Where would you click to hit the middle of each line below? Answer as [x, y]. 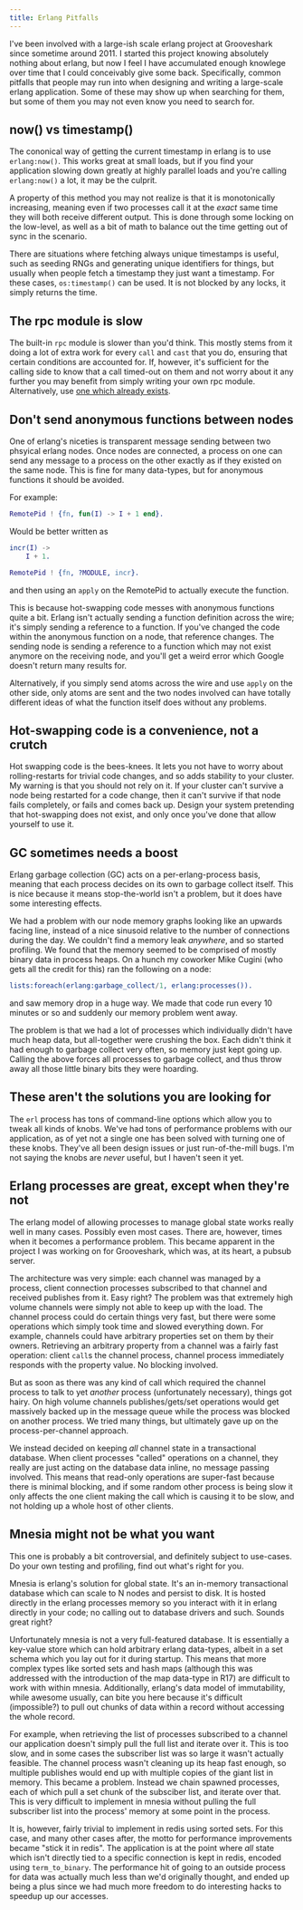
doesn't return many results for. [68, 665]
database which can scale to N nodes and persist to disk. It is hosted [137, 1593]
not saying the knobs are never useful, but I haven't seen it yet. [127, 1157]
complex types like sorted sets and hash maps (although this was [131, 1668]
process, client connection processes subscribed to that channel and [138, 1288]
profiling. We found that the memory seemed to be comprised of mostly [143, 950]
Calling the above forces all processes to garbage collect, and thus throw [146, 1059]
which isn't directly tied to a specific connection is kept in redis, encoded [146, 1857]
